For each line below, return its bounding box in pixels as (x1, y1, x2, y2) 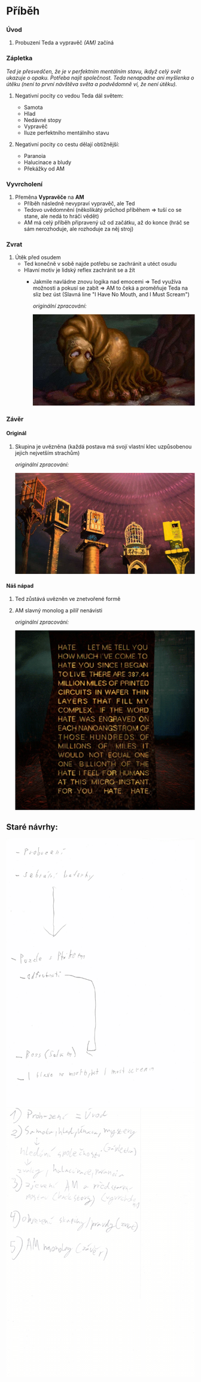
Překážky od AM (23, 165, 65, 172)
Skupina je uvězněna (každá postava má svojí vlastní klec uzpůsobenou (14, 443, 192, 450)
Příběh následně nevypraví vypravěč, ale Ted (23, 200, 135, 207)
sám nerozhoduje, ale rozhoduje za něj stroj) (23, 226, 134, 233)
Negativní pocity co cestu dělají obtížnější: (14, 141, 120, 148)
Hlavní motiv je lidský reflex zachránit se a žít (23, 266, 136, 274)
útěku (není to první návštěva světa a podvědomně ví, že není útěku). (6, 80, 178, 87)
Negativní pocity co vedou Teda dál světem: (14, 92, 124, 99)
